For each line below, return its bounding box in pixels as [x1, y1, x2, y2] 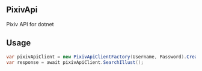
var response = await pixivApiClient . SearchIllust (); [6, 59, 144, 65]
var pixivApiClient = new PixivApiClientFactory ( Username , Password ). [6, 54, 187, 60]
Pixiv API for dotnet [6, 20, 54, 27]
